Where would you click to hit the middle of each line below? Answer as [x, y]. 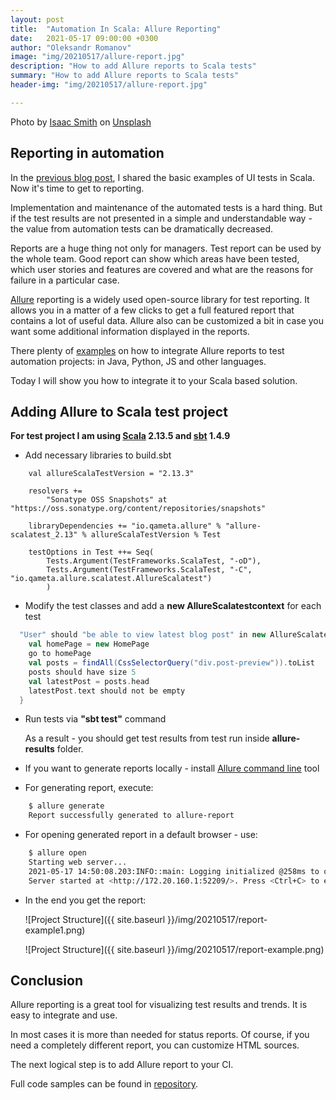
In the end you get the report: [85, 900]
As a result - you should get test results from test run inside [147, 738]
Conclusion [47, 981]
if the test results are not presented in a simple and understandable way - [161, 218]
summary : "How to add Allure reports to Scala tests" [125, 76]
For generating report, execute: [89, 788]
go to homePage [60, 654]
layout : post [37, 19]
